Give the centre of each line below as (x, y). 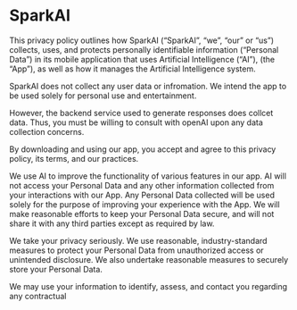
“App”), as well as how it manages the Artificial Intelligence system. (132, 69)
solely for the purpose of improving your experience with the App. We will (144, 204)
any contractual (38, 296)
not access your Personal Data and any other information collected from (142, 185)
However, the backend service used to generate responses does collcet (141, 113)
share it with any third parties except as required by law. (112, 223)
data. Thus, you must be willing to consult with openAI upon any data (136, 122)
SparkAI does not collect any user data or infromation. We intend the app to (148, 86)
